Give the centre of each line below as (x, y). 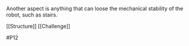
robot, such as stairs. (32, 15)
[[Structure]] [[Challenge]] (38, 26)
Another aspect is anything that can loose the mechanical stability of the (95, 9)
